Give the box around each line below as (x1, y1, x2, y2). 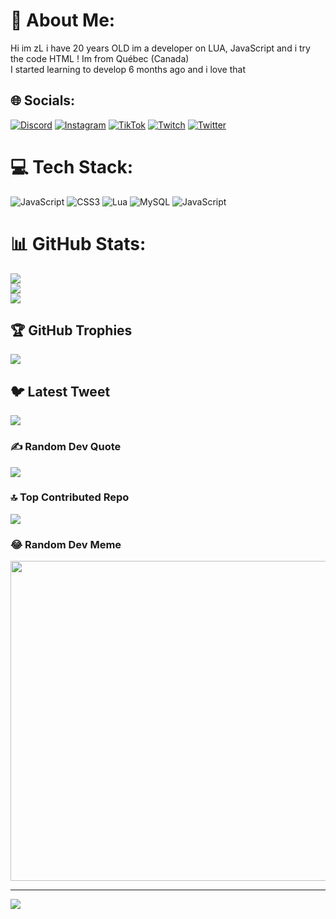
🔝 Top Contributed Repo (10, 490, 130, 504)
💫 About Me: (10, 9, 116, 32)
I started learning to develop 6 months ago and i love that (10, 63, 246, 75)
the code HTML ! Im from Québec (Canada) (10, 52, 190, 64)
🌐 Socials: (10, 92, 76, 109)
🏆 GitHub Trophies (10, 322, 133, 339)
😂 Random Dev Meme (10, 537, 122, 551)
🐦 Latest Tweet (10, 383, 111, 400)
